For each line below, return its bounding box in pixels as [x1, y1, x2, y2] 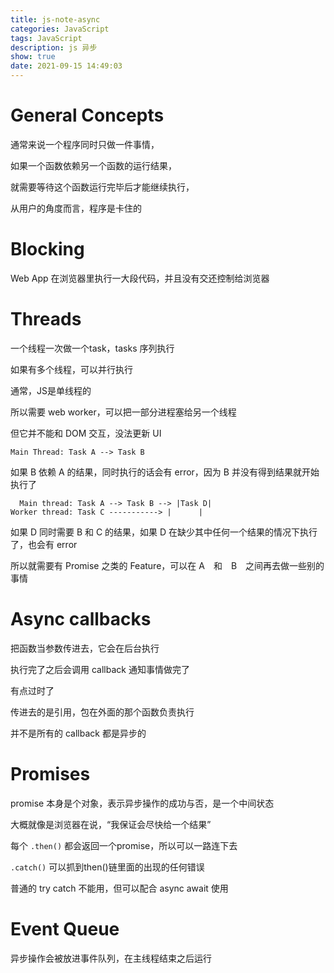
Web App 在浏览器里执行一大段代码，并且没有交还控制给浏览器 [10, 272, 270, 284]
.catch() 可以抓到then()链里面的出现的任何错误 [10, 861, 205, 873]
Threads [10, 308, 82, 331]
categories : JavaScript [10, 24, 110, 34]
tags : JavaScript [10, 33, 83, 43]
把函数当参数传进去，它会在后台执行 [10, 642, 160, 654]
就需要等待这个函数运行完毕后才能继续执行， [10, 181, 195, 193]
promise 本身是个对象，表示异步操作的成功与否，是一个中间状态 [10, 797, 275, 809]
